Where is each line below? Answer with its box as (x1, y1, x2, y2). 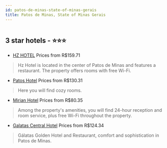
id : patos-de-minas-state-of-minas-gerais (5, 7, 97, 13)
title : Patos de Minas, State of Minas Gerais (5, 12, 106, 17)
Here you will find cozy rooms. (17, 87, 82, 93)
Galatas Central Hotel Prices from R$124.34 (12, 122, 104, 129)
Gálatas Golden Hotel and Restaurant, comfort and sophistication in (17, 132, 159, 138)
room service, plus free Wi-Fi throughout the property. (17, 113, 132, 119)
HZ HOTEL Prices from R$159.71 (12, 52, 80, 59)
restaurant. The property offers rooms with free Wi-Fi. (17, 67, 131, 74)
